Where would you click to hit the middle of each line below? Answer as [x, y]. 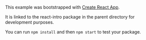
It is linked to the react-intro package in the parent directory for [70, 17]
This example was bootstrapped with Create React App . [63, 7]
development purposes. [30, 22]
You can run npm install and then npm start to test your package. [73, 32]
